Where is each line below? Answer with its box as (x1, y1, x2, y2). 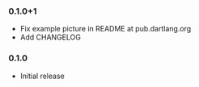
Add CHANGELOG (19, 32, 81, 42)
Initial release (19, 71, 65, 81)
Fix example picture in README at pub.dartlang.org (19, 24, 192, 34)
